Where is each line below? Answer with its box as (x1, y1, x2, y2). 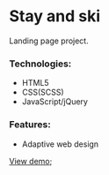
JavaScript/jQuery (21, 96, 88, 107)
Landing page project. (9, 35, 90, 46)
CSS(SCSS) (21, 87, 64, 98)
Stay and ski (9, 6, 101, 27)
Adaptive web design (21, 139, 99, 149)
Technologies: (9, 57, 72, 70)
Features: (9, 118, 51, 131)
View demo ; (9, 156, 53, 166)
